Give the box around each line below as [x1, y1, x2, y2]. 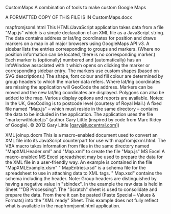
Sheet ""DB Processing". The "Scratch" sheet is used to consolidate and [5, 186, 157, 192]
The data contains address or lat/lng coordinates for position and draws [5, 35, 156, 41]
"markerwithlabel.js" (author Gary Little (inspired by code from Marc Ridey [5, 117, 162, 122]
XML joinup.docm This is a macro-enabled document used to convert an [5, 132, 158, 138]
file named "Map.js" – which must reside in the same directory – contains [5, 106, 159, 112]
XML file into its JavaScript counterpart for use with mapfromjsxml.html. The [5, 138, 166, 143]
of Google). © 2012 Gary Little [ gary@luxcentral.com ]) [5, 122, 120, 128]
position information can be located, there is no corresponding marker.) [5, 51, 156, 57]
